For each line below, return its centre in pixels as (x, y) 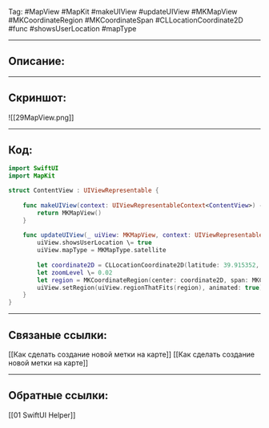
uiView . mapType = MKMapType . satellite (102, 251)
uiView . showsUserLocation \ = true (94, 243)
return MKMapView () (70, 213)
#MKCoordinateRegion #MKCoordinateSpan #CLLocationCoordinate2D (126, 20)
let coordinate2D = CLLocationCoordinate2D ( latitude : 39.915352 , (149, 265)
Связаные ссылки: (58, 335)
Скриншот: (37, 98)
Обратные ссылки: (58, 395)
